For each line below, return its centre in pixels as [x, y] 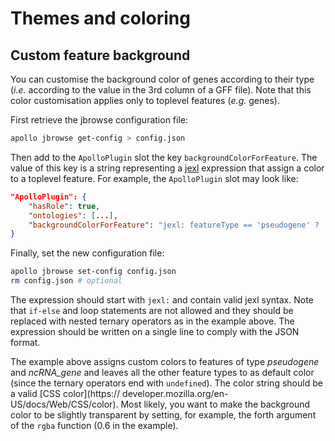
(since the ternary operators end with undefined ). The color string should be [166, 383]
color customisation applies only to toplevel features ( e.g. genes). [145, 100]
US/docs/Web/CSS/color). [64, 404]
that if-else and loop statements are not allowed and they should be [152, 310]
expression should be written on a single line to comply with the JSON [155, 331]
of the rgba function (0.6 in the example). [94, 425]
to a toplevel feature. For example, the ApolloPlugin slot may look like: [154, 178]
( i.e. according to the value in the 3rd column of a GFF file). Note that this [161, 90]
